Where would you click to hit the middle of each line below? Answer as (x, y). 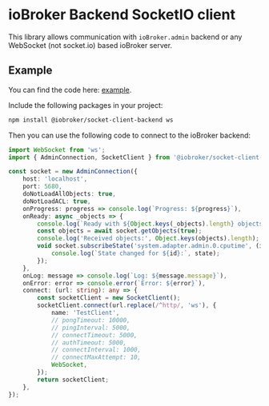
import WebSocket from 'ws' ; (57, 149)
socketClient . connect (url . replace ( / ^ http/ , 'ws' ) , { (127, 305)
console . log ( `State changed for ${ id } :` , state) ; (135, 253)
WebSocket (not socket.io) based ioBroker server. (90, 45)
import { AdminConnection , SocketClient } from (89, 157)
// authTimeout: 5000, (89, 342)
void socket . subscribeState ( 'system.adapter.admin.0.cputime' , (145, 246)
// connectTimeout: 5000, (94, 335)
